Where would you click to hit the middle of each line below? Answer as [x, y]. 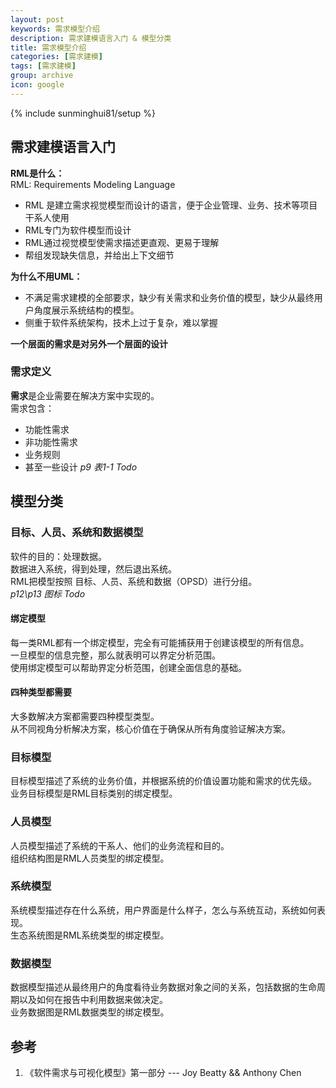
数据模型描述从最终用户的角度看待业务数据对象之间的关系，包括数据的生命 [163, 987]
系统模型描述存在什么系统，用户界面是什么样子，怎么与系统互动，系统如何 [163, 910]
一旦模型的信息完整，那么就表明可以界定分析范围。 [115, 655]
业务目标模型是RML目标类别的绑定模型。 [94, 793]
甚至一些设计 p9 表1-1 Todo [81, 467]
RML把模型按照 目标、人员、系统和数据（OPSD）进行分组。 [134, 581]
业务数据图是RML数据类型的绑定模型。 [90, 1012]
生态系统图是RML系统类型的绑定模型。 [90, 935]
